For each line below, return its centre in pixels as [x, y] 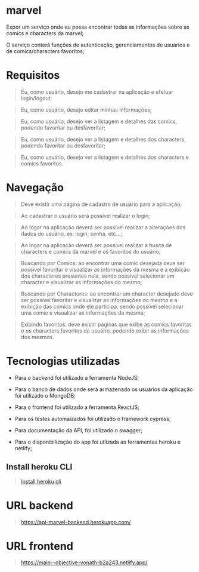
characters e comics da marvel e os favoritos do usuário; [91, 251]
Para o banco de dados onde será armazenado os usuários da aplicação [104, 389]
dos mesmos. [37, 337]
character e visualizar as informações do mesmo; [81, 282]
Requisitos [33, 76]
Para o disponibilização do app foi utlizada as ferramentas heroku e [97, 442]
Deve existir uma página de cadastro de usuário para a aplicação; [101, 204]
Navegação [35, 188]
